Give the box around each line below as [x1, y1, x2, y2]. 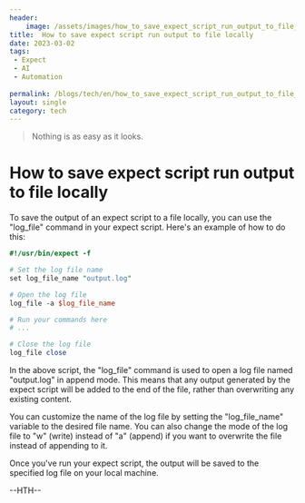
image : [25, 22, 51, 31]
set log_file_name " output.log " [9, 273, 132, 282]
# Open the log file [9, 290, 88, 300]
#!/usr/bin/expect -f [9, 249, 92, 259]
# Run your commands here [9, 315, 107, 324]
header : [9, 13, 39, 23]
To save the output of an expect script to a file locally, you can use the [9, 212, 272, 223]
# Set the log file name [9, 265, 103, 275]
